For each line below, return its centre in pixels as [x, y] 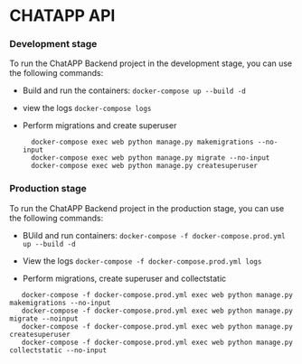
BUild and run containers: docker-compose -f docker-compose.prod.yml [154, 235]
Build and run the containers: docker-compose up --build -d [134, 90]
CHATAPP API [62, 16]
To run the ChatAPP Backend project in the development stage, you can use [151, 63]
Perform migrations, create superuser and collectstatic [124, 278]
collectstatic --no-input [58, 350]
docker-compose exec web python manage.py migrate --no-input [151, 158]
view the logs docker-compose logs [87, 108]
